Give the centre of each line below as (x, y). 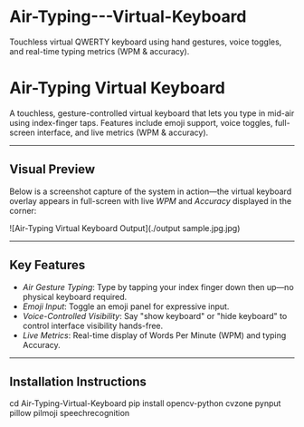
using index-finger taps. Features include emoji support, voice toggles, (141, 122)
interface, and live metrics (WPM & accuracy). (123, 132)
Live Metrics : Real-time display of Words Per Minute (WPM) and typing (154, 335)
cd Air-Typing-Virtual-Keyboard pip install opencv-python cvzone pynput (145, 403)
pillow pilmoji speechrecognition (70, 413)
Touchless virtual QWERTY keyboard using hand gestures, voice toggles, (146, 42)
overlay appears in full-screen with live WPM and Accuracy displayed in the (151, 200)
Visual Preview (52, 170)
